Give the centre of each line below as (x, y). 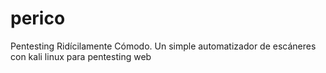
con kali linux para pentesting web (81, 56)
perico (38, 18)
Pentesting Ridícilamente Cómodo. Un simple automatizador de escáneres (163, 46)
